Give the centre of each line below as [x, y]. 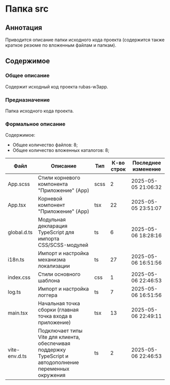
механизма [52, 260]
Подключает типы [60, 331]
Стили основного [59, 274]
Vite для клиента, [59, 337]
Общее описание [27, 76]
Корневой [50, 199]
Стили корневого [59, 178]
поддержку [52, 350]
